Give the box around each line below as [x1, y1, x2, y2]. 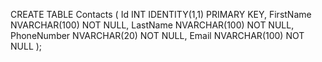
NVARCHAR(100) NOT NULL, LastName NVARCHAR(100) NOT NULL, [10, 19, 295, 31]
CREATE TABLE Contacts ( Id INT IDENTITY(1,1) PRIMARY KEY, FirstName [10, 9, 312, 20]
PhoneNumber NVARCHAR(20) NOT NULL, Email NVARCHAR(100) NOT [10, 30, 305, 41]
